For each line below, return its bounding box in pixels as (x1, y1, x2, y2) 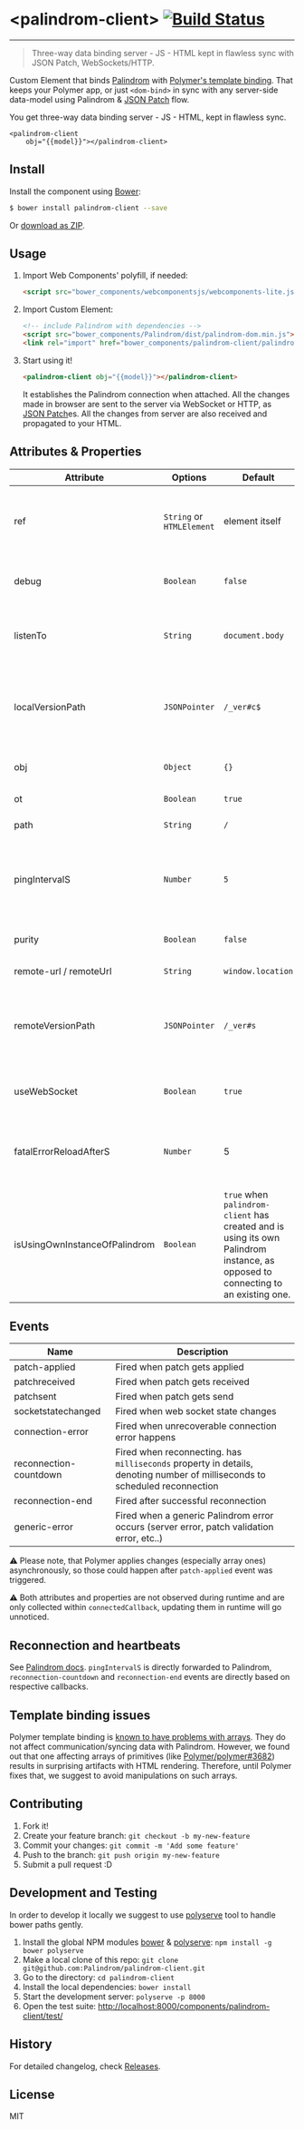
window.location (223, 966, 294, 976)
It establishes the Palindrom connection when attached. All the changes (22, 388, 290, 399)
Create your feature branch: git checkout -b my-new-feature (22, 1830, 251, 1841)
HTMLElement (163, 522, 215, 532)
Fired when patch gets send (115, 1391, 234, 1403)
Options (171, 471, 207, 483)
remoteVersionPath (14, 1019, 96, 1031)
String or (163, 510, 204, 522)
